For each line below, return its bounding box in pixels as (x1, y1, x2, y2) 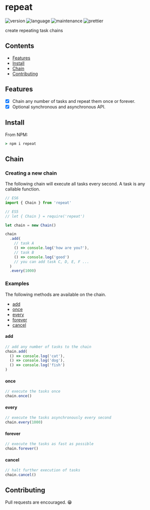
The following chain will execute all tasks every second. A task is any (5, 181, 146, 187)
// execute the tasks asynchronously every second (5, 415, 112, 420)
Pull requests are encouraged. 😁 (5, 499, 73, 505)
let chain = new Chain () (5, 223, 56, 228)
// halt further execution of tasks (5, 468, 80, 473)
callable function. (5, 186, 40, 192)
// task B (14, 250, 35, 255)
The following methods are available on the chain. (5, 291, 107, 297)
